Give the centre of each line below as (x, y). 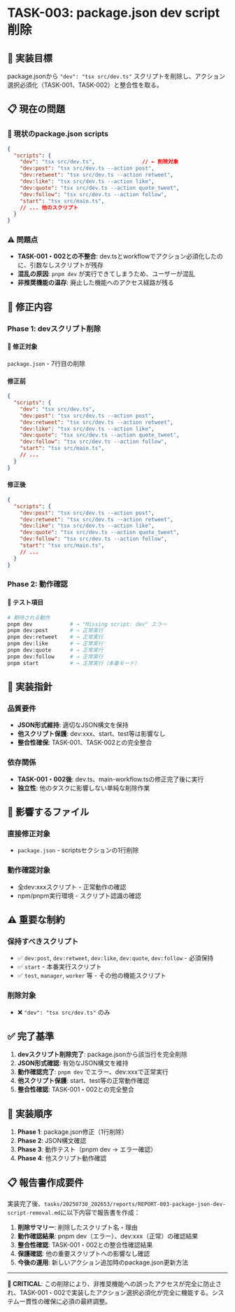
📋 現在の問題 (36, 109)
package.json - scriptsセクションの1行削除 (78, 850)
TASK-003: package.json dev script (114, 13)
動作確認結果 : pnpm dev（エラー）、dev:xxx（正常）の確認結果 (108, 1236)
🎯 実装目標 (30, 58)
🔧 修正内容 (30, 307)
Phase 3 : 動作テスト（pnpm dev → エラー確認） (87, 1149)
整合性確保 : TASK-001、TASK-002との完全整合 (85, 743)
